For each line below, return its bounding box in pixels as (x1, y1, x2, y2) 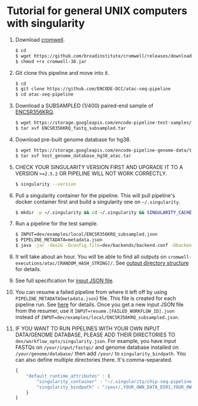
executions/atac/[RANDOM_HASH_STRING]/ (15, 260, 113, 266)
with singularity (6, 16, 85, 30)
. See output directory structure (112, 259, 189, 266)
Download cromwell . (15, 36, 65, 43)
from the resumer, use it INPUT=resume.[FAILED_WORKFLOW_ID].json (15, 308, 175, 315)
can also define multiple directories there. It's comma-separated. (15, 357, 173, 364)
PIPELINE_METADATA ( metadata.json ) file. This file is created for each (15, 295, 176, 302)
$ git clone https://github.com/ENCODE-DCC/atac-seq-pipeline (15, 86, 171, 92)
